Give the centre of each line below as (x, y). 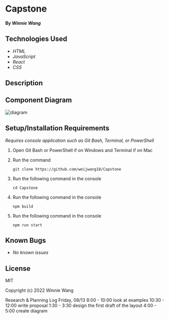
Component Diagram (39, 100)
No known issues (31, 252)
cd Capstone (25, 188)
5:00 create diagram (26, 311)
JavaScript (24, 57)
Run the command (32, 160)
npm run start (27, 225)
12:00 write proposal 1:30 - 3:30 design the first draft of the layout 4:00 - (81, 305)
